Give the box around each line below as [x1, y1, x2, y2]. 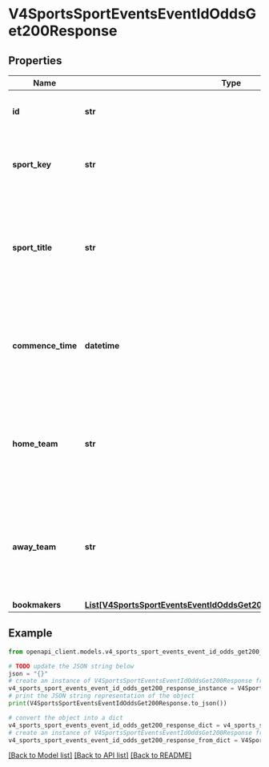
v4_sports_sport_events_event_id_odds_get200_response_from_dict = [8, 736, 239, 745]
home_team [12, 438, 58, 449]
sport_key [12, 159, 52, 170]
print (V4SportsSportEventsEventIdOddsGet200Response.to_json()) [8, 700, 227, 708]
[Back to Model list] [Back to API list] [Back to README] [8, 750, 192, 761]
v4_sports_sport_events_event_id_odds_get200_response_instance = [8, 685, 235, 693]
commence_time [12, 340, 78, 351]
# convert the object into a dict [8, 713, 124, 721]
